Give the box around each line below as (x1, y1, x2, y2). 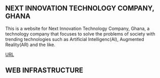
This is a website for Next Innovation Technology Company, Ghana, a (5, 25, 150, 31)
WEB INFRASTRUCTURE (5, 66, 84, 75)
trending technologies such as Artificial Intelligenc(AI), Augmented (5, 36, 144, 42)
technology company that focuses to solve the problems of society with (5, 30, 155, 37)
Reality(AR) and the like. (5, 42, 56, 48)
